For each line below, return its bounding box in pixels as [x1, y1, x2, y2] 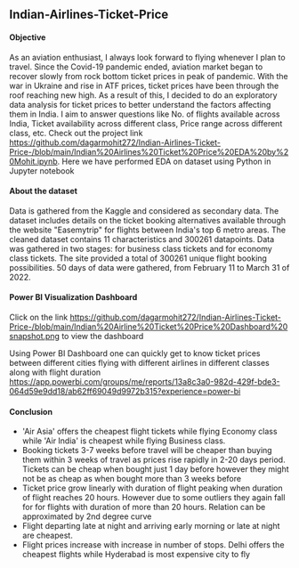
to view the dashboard [61, 331, 144, 341]
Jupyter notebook [9, 165, 75, 176]
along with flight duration [9, 367, 101, 377]
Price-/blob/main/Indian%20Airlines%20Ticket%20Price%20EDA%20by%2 [9, 146, 289, 157]
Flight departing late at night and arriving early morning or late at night [21, 521, 280, 531]
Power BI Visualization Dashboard [9, 292, 138, 303]
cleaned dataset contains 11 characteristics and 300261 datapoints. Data [9, 233, 275, 244]
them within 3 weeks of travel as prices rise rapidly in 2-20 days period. [21, 454, 287, 466]
